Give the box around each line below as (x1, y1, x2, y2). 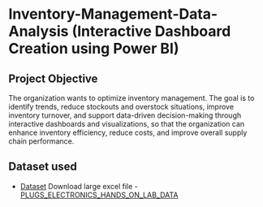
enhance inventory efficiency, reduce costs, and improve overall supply (8, 127, 248, 137)
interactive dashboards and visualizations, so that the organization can (8, 119, 245, 128)
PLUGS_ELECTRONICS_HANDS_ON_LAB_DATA (19, 190, 179, 200)
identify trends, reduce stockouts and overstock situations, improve (8, 102, 234, 111)
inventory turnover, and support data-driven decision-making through (8, 110, 242, 120)
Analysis (8, 22, 69, 41)
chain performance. (8, 136, 75, 146)
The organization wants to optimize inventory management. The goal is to (8, 93, 255, 102)
